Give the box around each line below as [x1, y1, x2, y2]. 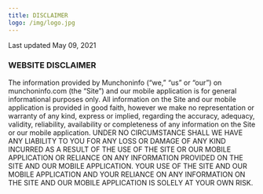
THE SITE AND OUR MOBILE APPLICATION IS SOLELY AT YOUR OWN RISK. [8, 178, 254, 187]
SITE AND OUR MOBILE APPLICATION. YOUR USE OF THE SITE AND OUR [8, 161, 247, 170]
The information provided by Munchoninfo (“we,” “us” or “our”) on [8, 78, 222, 87]
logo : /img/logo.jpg [8, 19, 76, 27]
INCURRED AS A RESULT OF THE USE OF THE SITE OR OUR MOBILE [8, 145, 232, 154]
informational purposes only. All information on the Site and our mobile [8, 94, 237, 104]
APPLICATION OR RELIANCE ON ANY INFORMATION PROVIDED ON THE [8, 152, 243, 162]
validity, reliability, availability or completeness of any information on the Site [8, 119, 256, 129]
